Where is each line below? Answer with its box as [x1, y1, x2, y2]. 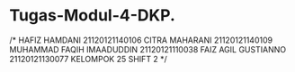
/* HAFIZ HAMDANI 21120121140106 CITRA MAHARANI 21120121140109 [9, 35, 273, 45]
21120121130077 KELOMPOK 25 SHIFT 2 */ [9, 53, 168, 64]
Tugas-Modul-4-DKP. [9, 5, 175, 26]
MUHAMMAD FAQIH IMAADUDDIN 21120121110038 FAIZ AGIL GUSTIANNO [9, 44, 286, 54]
